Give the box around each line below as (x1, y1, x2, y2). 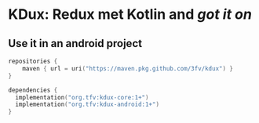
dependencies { (8, 86, 58, 94)
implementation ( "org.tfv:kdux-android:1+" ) (15, 100, 159, 109)
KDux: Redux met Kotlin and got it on (8, 5, 253, 24)
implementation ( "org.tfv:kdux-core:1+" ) (15, 93, 149, 101)
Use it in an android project (8, 37, 143, 50)
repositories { (8, 57, 58, 65)
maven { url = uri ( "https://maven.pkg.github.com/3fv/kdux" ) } (22, 64, 234, 72)
